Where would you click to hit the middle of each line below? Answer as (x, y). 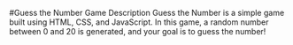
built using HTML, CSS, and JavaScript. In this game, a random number (139, 22)
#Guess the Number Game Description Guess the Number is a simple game (147, 13)
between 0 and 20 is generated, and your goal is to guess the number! (138, 31)
